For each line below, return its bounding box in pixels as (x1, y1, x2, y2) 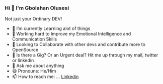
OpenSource (12, 47, 39, 53)
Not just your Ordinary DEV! (5, 16, 62, 22)
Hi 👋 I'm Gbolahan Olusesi (5, 4, 69, 11)
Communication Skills (12, 36, 57, 42)
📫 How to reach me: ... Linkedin (12, 73, 79, 79)
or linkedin (12, 57, 34, 63)
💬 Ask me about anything (12, 62, 64, 69)
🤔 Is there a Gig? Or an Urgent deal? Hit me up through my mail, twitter (12, 52, 158, 58)
